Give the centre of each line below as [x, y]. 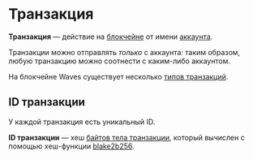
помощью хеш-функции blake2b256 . [71, 146]
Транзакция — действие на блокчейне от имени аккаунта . [111, 37]
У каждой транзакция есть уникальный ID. [82, 122]
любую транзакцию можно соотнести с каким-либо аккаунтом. [120, 61]
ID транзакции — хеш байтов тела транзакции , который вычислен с [126, 137]
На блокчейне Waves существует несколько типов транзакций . [118, 76]
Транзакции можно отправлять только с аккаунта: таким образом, [124, 52]
